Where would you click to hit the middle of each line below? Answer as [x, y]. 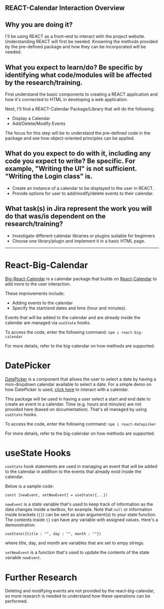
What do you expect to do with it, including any [78, 153]
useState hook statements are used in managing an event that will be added [81, 467]
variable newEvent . [23, 558]
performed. [16, 601]
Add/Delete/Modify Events [39, 123]
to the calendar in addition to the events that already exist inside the [73, 472]
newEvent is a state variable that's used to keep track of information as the [79, 504]
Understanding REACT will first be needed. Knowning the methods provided [81, 41]
